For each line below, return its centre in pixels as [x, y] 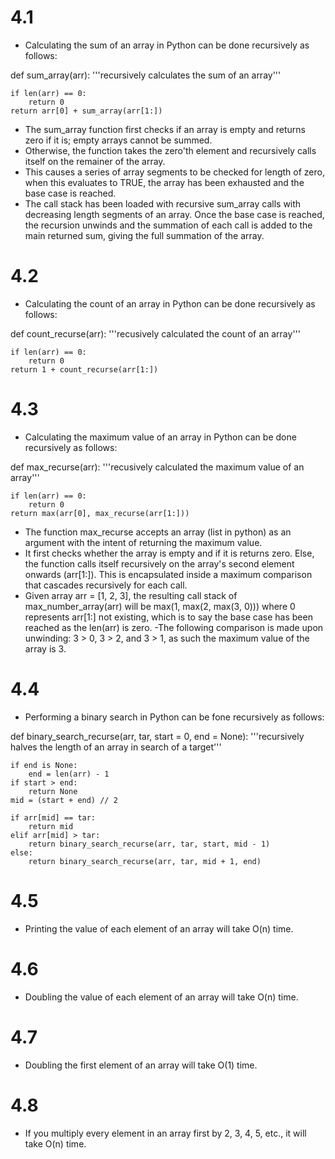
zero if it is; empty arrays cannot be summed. [118, 140]
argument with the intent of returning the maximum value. [143, 542]
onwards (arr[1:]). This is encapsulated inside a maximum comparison [168, 574]
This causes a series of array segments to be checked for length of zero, [174, 172]
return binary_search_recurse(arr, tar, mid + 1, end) [145, 861]
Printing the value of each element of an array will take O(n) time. [159, 928]
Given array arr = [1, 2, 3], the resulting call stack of [131, 595]
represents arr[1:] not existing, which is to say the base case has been [168, 617]
